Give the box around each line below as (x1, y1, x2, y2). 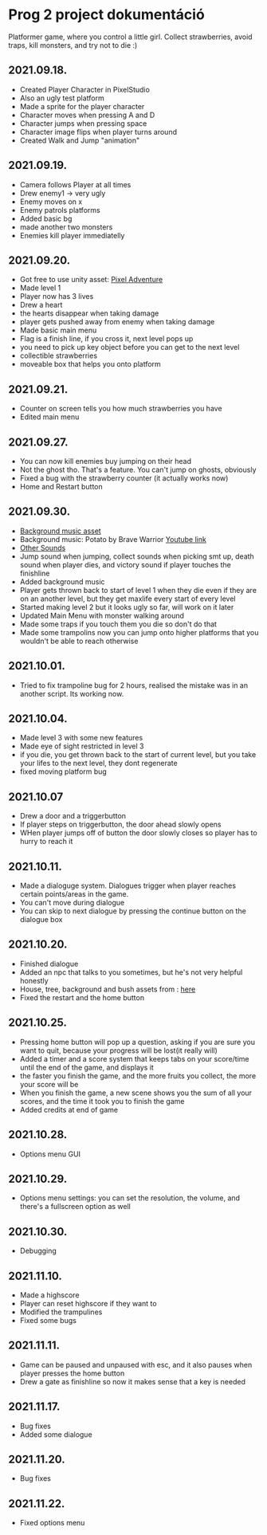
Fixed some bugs (19, 1315, 77, 1325)
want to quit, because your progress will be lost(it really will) (19, 1046, 218, 1055)
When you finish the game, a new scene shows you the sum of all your (19, 1088, 253, 1097)
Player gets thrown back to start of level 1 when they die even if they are (19, 585, 257, 595)
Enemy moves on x (19, 197, 83, 206)
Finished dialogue (19, 959, 79, 968)
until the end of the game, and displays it (19, 1062, 154, 1072)
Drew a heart (19, 300, 63, 310)
